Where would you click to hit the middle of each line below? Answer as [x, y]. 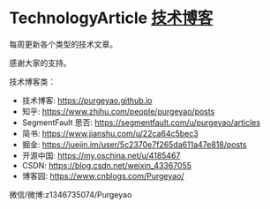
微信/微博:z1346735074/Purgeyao [71, 194]
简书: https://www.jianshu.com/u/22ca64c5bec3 [110, 133]
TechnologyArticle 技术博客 [111, 18]
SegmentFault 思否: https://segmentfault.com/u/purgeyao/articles [141, 122]
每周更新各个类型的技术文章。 [63, 44]
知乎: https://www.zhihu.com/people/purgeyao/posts [118, 111]
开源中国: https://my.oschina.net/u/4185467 [101, 155]
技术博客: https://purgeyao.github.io [87, 100]
